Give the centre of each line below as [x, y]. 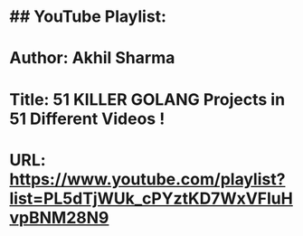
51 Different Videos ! [87, 118]
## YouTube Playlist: [88, 17]
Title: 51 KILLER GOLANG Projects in [147, 99]
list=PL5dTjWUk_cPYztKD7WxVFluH [151, 198]
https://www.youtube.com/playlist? [147, 179]
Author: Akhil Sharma [92, 58]
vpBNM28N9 [59, 217]
